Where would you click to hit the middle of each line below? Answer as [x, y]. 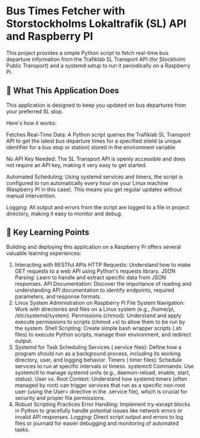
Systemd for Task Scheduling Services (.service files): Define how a [98, 347]
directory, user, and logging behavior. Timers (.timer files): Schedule [98, 360]
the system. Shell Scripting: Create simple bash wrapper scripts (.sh [98, 328]
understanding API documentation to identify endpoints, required [94, 290]
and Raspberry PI [50, 36]
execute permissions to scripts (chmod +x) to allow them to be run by [100, 322]
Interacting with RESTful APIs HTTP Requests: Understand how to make [103, 264]
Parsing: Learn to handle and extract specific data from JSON [90, 277]
